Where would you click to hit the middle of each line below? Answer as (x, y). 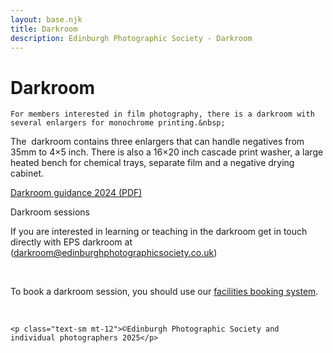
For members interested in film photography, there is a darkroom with (162, 114)
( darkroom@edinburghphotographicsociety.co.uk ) (114, 253)
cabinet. (27, 173)
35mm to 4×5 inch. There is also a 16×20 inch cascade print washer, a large (167, 152)
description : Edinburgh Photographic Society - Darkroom (131, 38)
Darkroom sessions (50, 212)
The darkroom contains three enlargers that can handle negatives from (157, 142)
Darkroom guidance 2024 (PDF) (76, 193)
